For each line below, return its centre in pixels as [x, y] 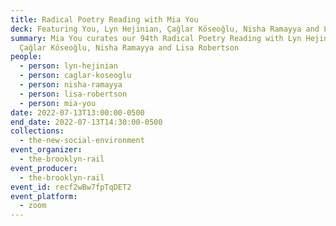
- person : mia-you [58, 103]
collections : [37, 131]
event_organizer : [46, 150]
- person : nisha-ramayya [71, 85]
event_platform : [44, 196]
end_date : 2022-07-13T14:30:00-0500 [86, 122]
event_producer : [44, 168]
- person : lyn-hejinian [68, 66]
